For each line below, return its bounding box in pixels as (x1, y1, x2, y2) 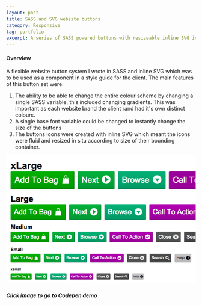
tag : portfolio (6, 29, 44, 35)
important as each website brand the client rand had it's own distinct (14, 105, 185, 112)
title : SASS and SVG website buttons (6, 16, 101, 22)
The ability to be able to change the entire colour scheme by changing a (14, 92, 194, 99)
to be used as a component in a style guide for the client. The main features (6, 74, 194, 81)
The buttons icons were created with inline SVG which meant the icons (14, 131, 191, 138)
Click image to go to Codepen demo (6, 292, 97, 299)
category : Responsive (6, 22, 61, 28)
